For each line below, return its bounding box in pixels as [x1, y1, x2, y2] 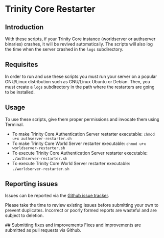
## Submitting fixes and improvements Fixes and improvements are [5, 222, 141, 228]
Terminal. [5, 121, 24, 127]
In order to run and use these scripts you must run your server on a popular [5, 73, 157, 79]
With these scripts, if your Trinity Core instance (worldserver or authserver [5, 36, 156, 42]
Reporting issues [5, 180, 58, 188]
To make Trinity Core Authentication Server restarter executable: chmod [12, 131, 155, 137]
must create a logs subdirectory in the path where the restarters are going [5, 84, 155, 90]
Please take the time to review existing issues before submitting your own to [5, 202, 159, 208]
